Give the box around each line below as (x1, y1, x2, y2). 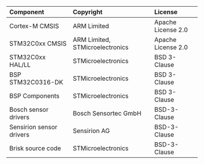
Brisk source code (9, 144, 61, 152)
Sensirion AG (72, 127, 110, 135)
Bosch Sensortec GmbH (72, 109, 141, 117)
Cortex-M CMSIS (9, 22, 59, 30)
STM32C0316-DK (9, 78, 64, 86)
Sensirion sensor (9, 123, 58, 131)
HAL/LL (9, 61, 31, 69)
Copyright (72, 8, 103, 16)
